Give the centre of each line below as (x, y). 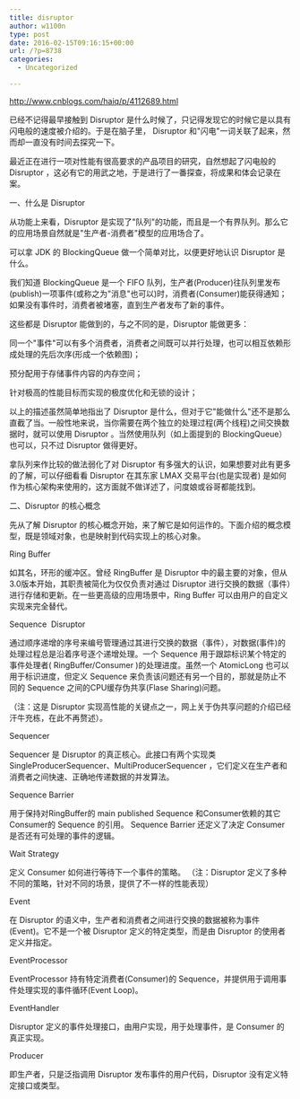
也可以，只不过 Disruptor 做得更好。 (76, 444)
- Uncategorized (47, 68)
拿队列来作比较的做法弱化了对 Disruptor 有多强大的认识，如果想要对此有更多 (150, 464)
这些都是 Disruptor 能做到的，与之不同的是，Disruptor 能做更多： (129, 323)
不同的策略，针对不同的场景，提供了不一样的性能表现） (111, 883)
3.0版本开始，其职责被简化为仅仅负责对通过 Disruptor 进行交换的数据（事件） (150, 584)
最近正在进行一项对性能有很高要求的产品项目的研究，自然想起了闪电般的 (142, 161)
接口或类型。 (40, 1085)
